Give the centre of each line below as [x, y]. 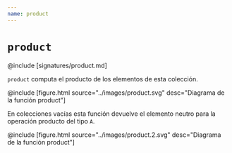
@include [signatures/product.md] [57, 65]
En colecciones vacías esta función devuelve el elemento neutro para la [112, 114]
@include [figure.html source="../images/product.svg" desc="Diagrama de [116, 93]
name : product [28, 14]
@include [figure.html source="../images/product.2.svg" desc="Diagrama [114, 135]
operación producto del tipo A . [51, 121]
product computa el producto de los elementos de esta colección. [103, 79]
